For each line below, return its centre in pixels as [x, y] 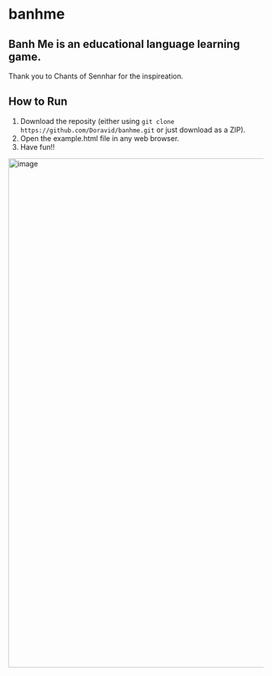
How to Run [38, 102]
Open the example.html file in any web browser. [100, 138]
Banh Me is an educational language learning [124, 44]
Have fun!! [37, 147]
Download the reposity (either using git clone [97, 121]
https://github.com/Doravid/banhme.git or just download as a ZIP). [133, 130]
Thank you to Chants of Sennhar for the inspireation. [96, 76]
